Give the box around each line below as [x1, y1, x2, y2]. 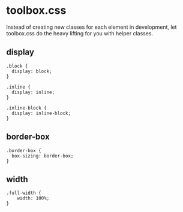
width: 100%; [17, 195, 50, 201]
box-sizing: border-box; [11, 153, 74, 159]
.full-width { [6, 190, 42, 196]
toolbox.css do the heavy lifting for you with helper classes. [6, 29, 154, 37]
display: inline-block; [11, 110, 71, 116]
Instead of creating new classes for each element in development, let [6, 23, 177, 31]
